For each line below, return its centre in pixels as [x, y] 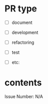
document [22, 22]
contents [23, 83]
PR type [21, 9]
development [25, 32]
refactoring [23, 42]
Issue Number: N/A [24, 97]
